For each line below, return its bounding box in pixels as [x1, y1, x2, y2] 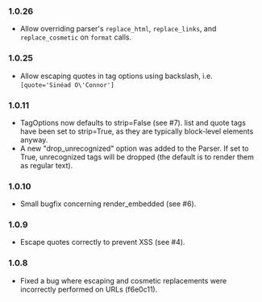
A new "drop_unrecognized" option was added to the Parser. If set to [19, 143, 249, 153]
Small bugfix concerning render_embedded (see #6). [19, 199, 197, 209]
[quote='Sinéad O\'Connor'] [19, 81, 114, 89]
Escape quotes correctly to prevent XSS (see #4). [19, 238, 185, 247]
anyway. [19, 134, 48, 144]
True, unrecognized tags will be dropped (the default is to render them [19, 151, 254, 162]
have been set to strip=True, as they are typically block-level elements [19, 126, 254, 136]
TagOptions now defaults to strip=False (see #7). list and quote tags [19, 118, 246, 127]
